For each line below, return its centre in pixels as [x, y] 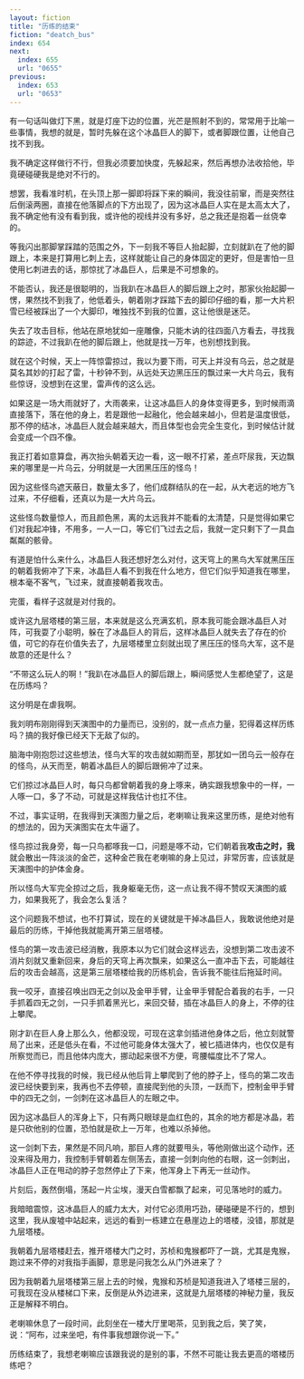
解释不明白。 [49, 1304]
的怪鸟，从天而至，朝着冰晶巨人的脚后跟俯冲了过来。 [109, 765]
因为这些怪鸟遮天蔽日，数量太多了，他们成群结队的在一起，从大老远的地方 [148, 487]
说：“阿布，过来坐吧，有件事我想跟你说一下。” [94, 1335]
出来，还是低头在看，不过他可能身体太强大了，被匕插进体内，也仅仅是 [156, 1044]
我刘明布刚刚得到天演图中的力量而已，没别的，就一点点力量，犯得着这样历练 [152, 723]
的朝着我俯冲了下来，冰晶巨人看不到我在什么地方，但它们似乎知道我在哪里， [152, 570]
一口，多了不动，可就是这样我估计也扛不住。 [108, 796]
